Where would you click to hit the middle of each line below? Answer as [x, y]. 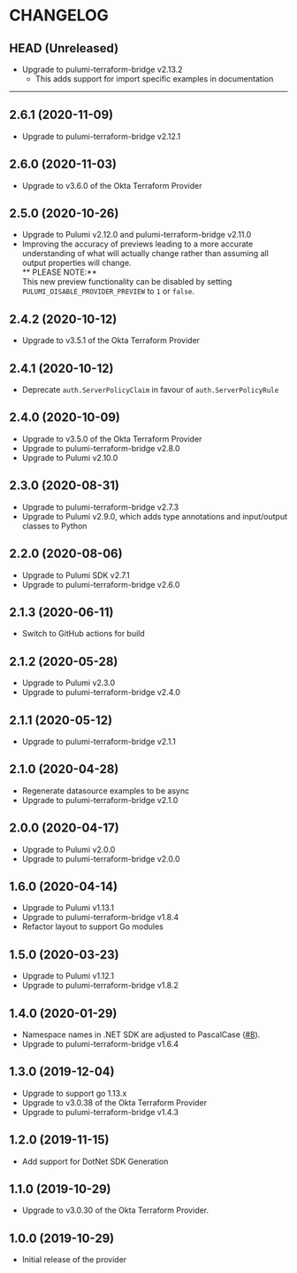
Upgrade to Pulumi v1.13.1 [68, 908]
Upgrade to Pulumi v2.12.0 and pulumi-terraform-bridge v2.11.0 [137, 235]
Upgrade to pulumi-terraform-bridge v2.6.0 [101, 584]
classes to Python [54, 526]
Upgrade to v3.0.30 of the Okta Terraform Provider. [115, 1210]
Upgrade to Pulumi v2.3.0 [69, 683]
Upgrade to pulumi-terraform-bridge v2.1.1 [99, 741]
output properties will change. [76, 263]
